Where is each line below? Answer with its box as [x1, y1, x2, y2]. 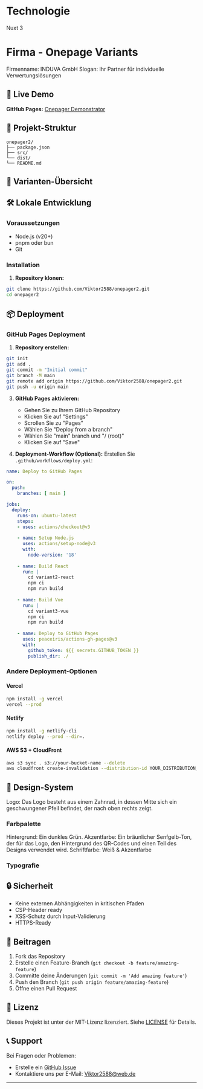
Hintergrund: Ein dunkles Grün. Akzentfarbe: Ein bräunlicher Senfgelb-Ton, [6, 833, 192, 841]
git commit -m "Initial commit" [6, 367, 88, 373]
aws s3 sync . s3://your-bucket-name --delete [6, 760, 126, 766]
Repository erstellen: [14, 344, 69, 351]
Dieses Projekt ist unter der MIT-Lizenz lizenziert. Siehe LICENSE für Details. [6, 1018, 196, 1026]
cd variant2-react [28, 574, 74, 581]
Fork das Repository [14, 953, 65, 960]
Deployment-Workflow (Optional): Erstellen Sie [14, 450, 135, 457]
